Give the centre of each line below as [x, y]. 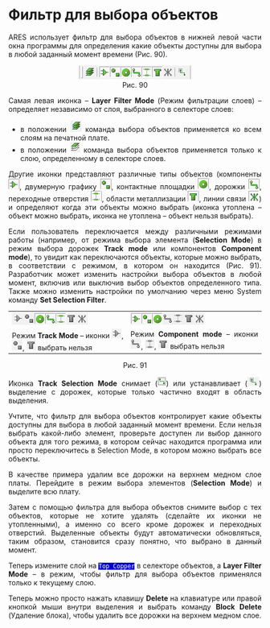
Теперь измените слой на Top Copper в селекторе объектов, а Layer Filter [135, 566]
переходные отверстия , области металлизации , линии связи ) [135, 198]
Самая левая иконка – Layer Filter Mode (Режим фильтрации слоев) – [135, 100]
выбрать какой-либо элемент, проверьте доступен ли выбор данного [135, 433]
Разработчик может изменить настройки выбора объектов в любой [135, 274]
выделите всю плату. [45, 492]
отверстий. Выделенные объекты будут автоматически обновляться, [135, 533]
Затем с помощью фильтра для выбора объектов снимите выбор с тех [135, 507]
